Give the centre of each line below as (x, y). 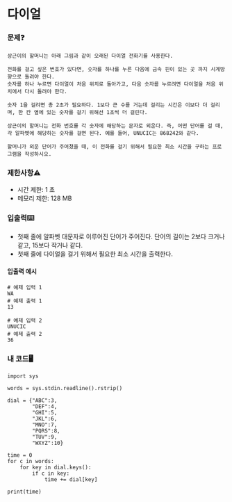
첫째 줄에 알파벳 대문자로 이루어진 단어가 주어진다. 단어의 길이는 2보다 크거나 (121, 236)
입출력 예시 (22, 271)
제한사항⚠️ (24, 173)
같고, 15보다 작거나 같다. (50, 245)
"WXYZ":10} (48, 443)
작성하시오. (38, 154)
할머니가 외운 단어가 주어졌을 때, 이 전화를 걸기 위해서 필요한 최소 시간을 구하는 (108, 147)
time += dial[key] (71, 479)
